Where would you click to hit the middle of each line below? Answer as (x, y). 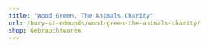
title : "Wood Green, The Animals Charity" (81, 16)
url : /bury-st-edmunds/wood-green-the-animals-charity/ (104, 23)
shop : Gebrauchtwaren (45, 30)
